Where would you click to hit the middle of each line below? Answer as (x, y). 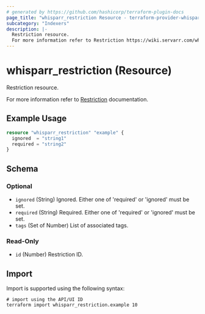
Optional (19, 186)
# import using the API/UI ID (45, 300)
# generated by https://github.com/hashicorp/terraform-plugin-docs (95, 12)
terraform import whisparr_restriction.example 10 (72, 305)
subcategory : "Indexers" (38, 23)
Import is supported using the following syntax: (66, 288)
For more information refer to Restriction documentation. (77, 99)
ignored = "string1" (39, 138)
